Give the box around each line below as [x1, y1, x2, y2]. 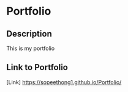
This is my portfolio [6, 44, 55, 52]
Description [6, 29, 52, 39]
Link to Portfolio [6, 62, 69, 73]
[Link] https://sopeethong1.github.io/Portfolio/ [6, 78, 122, 86]
